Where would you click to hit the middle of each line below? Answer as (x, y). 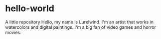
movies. (13, 32)
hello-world (30, 9)
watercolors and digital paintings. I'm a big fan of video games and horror (80, 27)
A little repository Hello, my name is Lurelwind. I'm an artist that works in (79, 22)
